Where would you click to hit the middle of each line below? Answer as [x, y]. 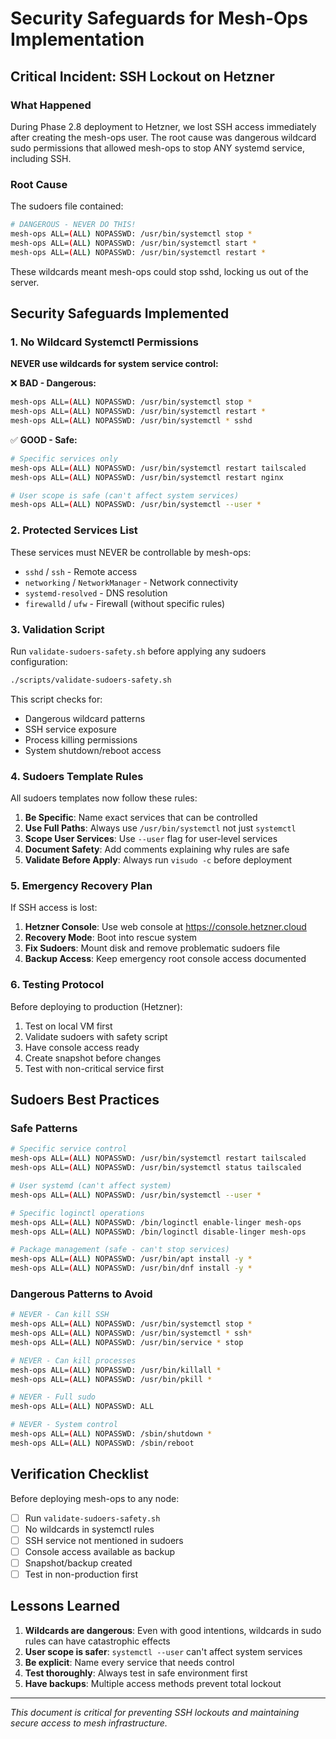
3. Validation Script [57, 629]
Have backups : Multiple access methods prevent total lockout [153, 1683]
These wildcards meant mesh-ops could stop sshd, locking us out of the [159, 271]
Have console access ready [82, 1047]
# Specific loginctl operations [77, 1213]
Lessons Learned [65, 1606]
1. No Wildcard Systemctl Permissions [104, 342]
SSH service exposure [70, 729]
